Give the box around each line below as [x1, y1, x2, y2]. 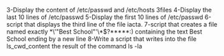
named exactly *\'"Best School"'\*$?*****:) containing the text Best [6, 27, 203, 36]
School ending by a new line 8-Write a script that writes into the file [6, 35, 197, 43]
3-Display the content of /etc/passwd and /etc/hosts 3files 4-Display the [6, 6, 212, 14]
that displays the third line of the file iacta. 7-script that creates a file [24, 20, 218, 28]
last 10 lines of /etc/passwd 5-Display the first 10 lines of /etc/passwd [6, 13, 203, 21]
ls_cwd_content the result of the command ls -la [6, 42, 142, 50]
